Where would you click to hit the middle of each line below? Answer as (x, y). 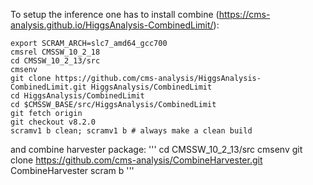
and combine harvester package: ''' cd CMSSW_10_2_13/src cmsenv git (156, 149)
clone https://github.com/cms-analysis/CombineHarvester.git (136, 160)
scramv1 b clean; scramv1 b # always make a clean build (131, 131)
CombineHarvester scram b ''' (72, 170)
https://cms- (244, 14)
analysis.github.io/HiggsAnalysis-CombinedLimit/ (112, 25)
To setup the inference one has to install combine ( (115, 14)
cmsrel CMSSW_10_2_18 (55, 52)
